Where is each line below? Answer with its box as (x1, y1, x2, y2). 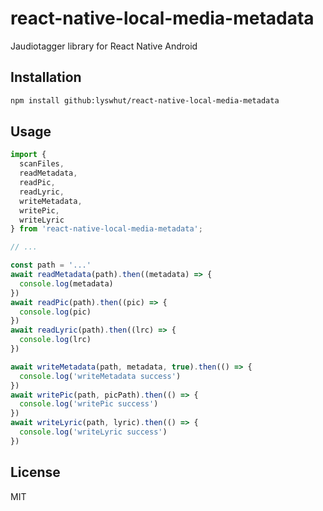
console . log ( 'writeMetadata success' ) (19, 371, 182, 381)
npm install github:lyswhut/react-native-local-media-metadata (10, 95, 280, 106)
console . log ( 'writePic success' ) (19, 399, 159, 409)
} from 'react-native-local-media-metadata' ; (10, 224, 203, 234)
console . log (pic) (19, 307, 92, 317)
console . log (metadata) (19, 278, 114, 289)
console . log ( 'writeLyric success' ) (19, 427, 168, 437)
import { (10, 150, 47, 160)
